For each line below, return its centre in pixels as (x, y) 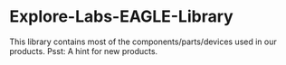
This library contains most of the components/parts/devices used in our (143, 42)
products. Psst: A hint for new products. (84, 51)
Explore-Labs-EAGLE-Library (121, 17)
